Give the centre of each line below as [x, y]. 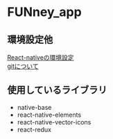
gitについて [23, 66]
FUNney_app [44, 12]
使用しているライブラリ [57, 90]
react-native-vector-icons [54, 122]
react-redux [34, 129]
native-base [34, 107]
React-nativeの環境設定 [41, 57]
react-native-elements [49, 115]
